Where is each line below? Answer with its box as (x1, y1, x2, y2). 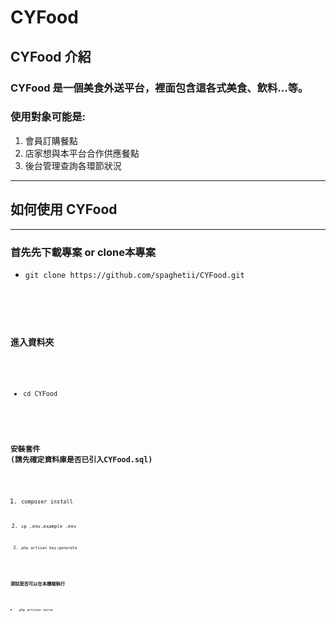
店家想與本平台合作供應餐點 (24, 147, 140, 159)
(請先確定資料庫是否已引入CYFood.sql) (10, 455, 153, 465)
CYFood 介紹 (10, 48, 92, 65)
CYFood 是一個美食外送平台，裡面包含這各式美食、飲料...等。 (10, 81, 309, 95)
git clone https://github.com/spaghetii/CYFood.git (24, 270, 245, 280)
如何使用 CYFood (10, 201, 118, 218)
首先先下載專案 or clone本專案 (10, 245, 157, 259)
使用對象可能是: (10, 110, 86, 124)
